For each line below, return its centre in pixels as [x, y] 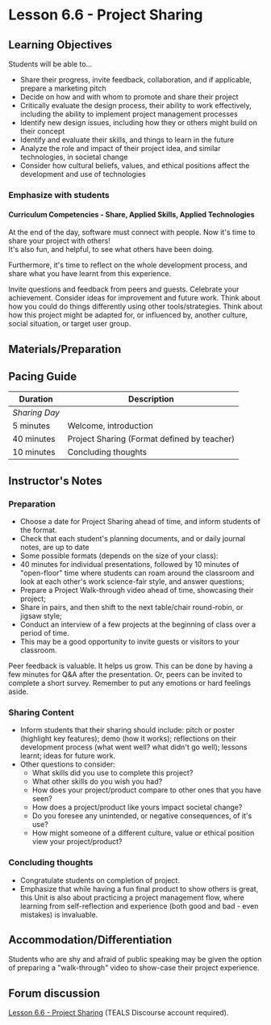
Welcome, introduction [110, 426]
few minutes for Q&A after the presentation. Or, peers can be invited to [126, 674]
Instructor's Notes [55, 481]
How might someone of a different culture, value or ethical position [143, 833]
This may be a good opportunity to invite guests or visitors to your [130, 642]
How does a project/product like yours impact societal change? [137, 807]
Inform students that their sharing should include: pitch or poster [127, 730]
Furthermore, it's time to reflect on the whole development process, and [128, 265]
